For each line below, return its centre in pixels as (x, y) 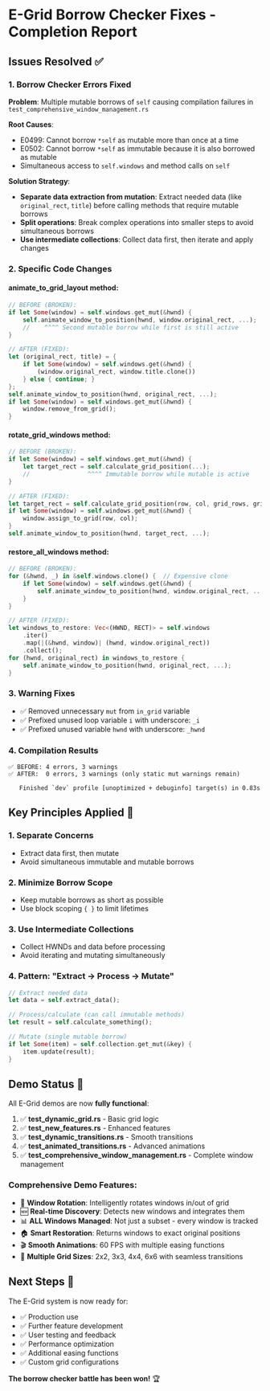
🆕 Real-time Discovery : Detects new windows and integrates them (132, 1211)
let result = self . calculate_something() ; (80, 1022)
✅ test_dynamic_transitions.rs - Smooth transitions (106, 1137)
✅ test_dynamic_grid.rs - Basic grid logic (89, 1119)
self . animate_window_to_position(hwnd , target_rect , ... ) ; (109, 534)
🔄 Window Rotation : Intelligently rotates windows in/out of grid (125, 1202)
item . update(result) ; (59, 1051)
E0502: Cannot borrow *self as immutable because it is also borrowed (137, 148)
